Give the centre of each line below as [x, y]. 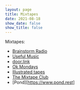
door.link [21, 62]
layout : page [18, 10]
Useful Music [26, 56]
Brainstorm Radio [30, 51]
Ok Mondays [25, 67]
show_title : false [24, 28]
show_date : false [23, 23]
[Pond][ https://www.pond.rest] [43, 82]
